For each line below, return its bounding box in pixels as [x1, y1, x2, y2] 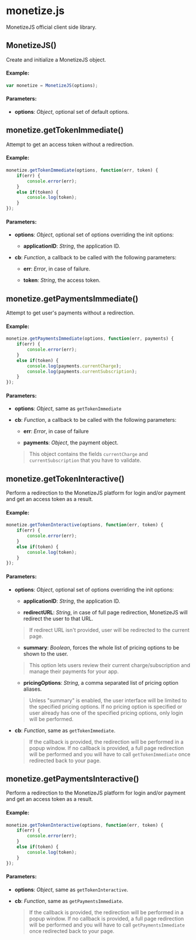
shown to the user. [23, 650, 68, 657]
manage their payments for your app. [29, 668, 119, 675]
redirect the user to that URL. [23, 615, 94, 622]
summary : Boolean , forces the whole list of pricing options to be [23, 644, 180, 651]
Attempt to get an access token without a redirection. [6, 141, 135, 148]
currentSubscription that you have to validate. [29, 457, 142, 464]
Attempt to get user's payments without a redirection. [6, 309, 135, 316]
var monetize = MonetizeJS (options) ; [6, 82, 98, 89]
